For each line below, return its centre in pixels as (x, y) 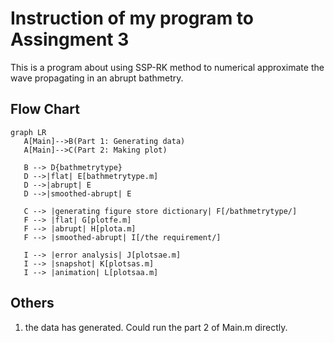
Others (32, 303)
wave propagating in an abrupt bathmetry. (97, 78)
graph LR (28, 132)
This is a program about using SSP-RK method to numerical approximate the (167, 67)
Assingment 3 (70, 39)
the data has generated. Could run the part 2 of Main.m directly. (156, 327)
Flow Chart (45, 109)
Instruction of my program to (132, 18)
